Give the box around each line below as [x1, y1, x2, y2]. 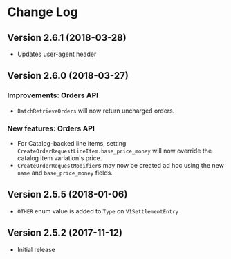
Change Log [7, 4, 78, 20]
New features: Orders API [7, 124, 95, 133]
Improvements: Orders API [7, 90, 99, 100]
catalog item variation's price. [17, 153, 102, 162]
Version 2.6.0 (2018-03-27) [7, 70, 129, 81]
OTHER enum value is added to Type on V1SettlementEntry [17, 207, 178, 215]
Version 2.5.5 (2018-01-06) [7, 189, 128, 200]
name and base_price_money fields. [17, 169, 113, 177]
